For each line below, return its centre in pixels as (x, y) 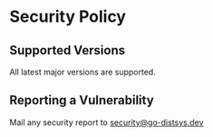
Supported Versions (67, 50)
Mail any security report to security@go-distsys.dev (106, 122)
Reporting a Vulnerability (82, 100)
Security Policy (68, 17)
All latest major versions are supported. (82, 72)
